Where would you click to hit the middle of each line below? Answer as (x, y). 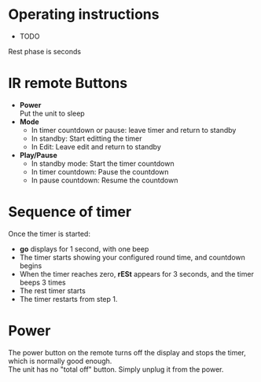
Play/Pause (38, 155)
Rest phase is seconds (44, 51)
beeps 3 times (42, 282)
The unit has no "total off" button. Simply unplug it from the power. (116, 369)
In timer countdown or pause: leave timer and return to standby (134, 130)
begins (31, 266)
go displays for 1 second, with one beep (84, 248)
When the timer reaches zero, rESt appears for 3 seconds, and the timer (136, 274)
